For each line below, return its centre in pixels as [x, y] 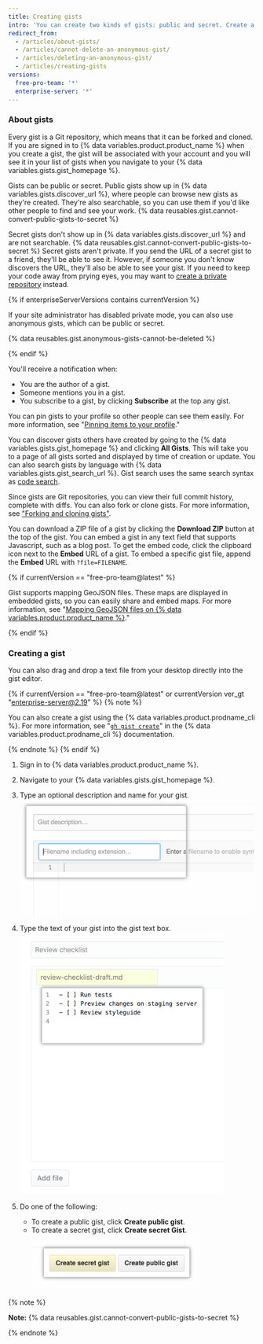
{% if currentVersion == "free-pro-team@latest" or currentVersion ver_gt [126, 694]
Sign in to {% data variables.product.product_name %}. [109, 765]
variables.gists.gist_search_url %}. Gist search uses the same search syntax [131, 473]
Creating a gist [37, 653]
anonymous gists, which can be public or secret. [87, 323]
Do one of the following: [58, 1206]
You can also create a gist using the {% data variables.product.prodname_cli [131, 718]
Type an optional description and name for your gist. [104, 795]
